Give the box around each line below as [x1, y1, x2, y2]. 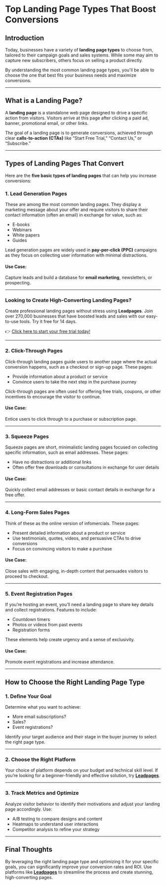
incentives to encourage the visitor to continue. [5, 393, 101, 399]
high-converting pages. [5, 874, 53, 880]
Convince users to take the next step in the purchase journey [12, 379, 137, 385]
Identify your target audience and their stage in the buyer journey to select [5, 734, 157, 740]
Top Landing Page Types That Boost [5, 3, 157, 15]
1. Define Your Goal [5, 693, 52, 700]
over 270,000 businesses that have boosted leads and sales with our [5, 313, 145, 319]
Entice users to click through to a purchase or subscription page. [5, 416, 137, 422]
